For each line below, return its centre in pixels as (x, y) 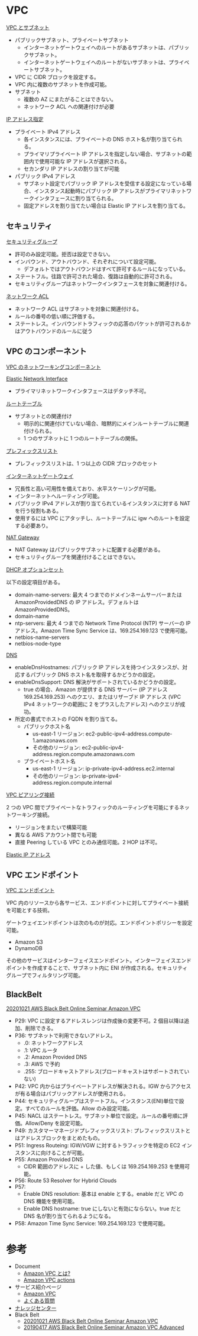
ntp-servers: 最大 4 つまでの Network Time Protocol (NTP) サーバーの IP (103, 623)
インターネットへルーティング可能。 (59, 496)
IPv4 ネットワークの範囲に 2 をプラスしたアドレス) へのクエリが (102, 704)
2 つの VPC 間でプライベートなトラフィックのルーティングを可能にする (93, 807)
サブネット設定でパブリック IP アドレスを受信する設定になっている (105, 183)
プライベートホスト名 (49, 761)
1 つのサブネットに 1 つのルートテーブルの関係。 (82, 438)
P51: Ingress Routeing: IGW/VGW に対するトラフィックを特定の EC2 (97, 1145)
